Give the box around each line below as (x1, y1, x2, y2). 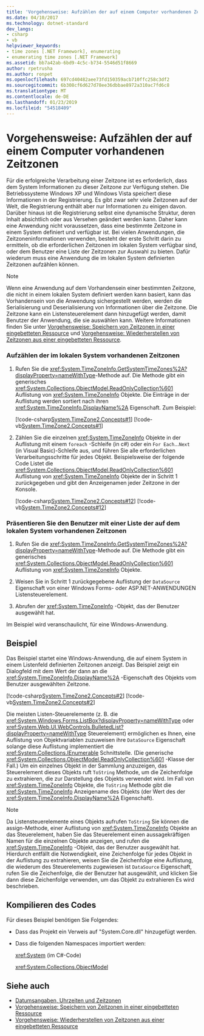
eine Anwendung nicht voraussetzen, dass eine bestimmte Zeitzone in (6, 222, 182, 230)
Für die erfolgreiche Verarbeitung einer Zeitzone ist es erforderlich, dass (6, 177, 188, 184)
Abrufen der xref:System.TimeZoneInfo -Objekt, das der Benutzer (15, 603, 180, 610)
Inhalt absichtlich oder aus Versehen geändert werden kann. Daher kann (6, 216, 188, 223)
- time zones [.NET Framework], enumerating (6, 49, 121, 55)
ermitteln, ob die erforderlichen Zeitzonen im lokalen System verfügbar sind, (6, 241, 197, 249)
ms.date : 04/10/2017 (6, 15, 59, 21)
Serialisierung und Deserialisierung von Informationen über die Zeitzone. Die (6, 304, 197, 311)
